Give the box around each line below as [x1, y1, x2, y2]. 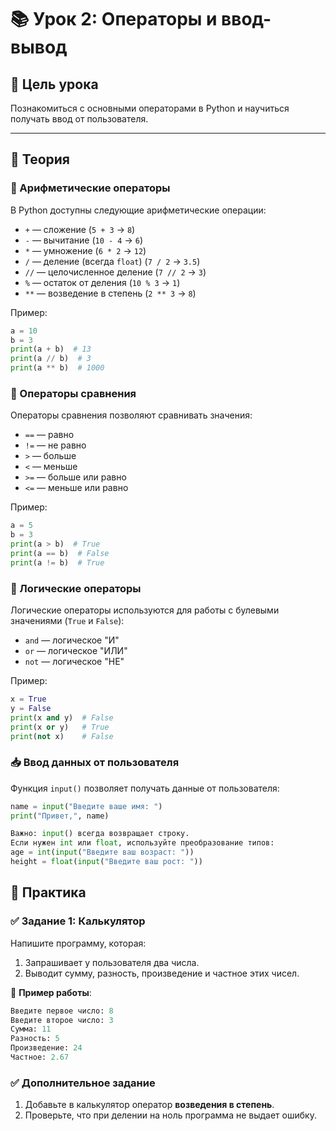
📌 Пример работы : [10, 986, 92, 998]
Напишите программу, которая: [10, 937, 147, 949]
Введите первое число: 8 [10, 1006, 114, 1016]
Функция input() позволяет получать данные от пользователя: [10, 782, 280, 794]
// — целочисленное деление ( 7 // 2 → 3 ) [24, 266, 207, 278]
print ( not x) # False [10, 731, 114, 741]
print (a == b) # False [10, 548, 110, 558]
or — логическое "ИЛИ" [24, 645, 128, 657]
